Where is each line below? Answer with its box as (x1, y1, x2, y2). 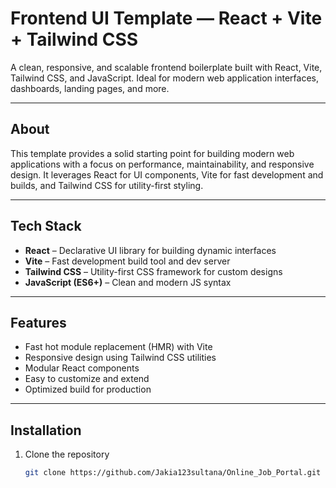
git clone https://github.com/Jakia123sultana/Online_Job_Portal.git (24, 468, 322, 478)
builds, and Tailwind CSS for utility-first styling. (10, 179, 204, 191)
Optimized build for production (24, 383, 152, 396)
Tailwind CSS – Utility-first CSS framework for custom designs (24, 265, 283, 277)
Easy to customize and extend (24, 373, 150, 385)
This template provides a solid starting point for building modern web (10, 147, 295, 159)
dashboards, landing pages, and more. (10, 82, 170, 94)
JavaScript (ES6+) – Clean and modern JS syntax (24, 276, 232, 288)
